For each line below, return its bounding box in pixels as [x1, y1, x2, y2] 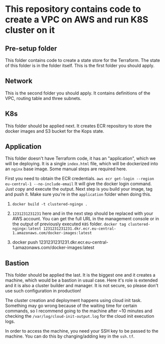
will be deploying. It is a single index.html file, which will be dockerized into [5, 161, 159, 167]
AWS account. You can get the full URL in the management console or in [12, 216, 159, 222]
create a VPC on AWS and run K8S [5, 14, 149, 25]
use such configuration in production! [5, 288, 81, 294]
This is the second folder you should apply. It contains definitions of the [5, 90, 151, 96]
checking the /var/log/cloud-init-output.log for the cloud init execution [5, 313, 154, 319]
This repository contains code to [5, 3, 141, 15]
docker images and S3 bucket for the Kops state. [5, 128, 104, 134]
